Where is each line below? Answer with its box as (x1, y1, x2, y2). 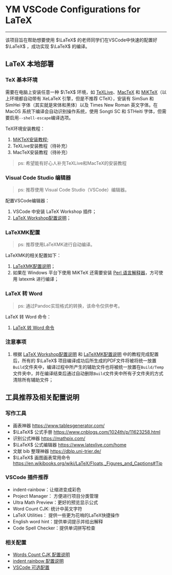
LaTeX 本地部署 (5, 60, 54, 69)
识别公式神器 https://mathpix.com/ (12, 435, 85, 441)
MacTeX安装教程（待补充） (12, 149, 71, 155)
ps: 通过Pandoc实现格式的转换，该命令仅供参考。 (17, 303, 123, 309)
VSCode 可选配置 (12, 564, 50, 570)
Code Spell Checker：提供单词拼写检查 (12, 525, 96, 531)
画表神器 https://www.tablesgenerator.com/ (12, 422, 105, 429)
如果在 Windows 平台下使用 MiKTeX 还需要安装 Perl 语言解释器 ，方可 (12, 270, 159, 276)
